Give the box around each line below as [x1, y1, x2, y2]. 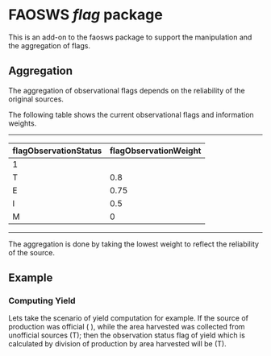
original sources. [8, 94, 65, 104]
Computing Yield [8, 296, 76, 307]
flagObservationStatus [12, 145, 102, 156]
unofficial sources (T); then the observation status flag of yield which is [8, 330, 246, 340]
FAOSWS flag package [8, 6, 163, 24]
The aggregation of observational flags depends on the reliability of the [8, 85, 246, 95]
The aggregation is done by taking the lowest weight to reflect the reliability [8, 239, 260, 249]
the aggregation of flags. [8, 40, 91, 50]
